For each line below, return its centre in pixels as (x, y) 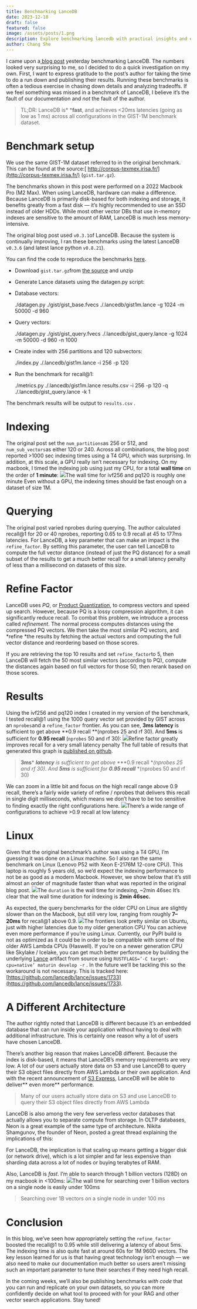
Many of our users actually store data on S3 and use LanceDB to (98, 1096)
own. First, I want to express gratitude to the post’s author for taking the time (98, 73)
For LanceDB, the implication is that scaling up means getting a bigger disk (96, 1150)
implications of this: (30, 1139)
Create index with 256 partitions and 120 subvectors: (78, 351)
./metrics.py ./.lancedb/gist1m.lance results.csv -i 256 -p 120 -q (91, 385)
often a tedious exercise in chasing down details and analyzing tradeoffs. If (97, 86)
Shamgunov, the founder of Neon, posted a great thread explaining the (91, 1133)
